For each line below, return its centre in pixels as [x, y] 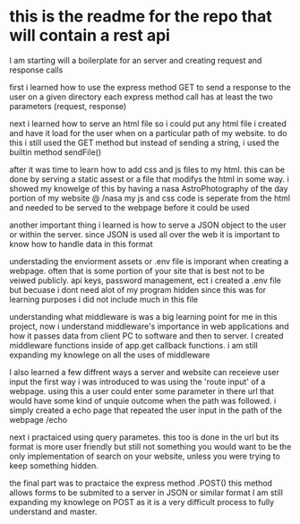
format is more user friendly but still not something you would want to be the [150, 446]
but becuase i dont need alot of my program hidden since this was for [138, 289]
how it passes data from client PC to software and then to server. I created [146, 335]
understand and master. [53, 511]
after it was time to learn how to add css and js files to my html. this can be [147, 169]
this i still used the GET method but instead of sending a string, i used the [145, 142]
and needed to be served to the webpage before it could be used [129, 207]
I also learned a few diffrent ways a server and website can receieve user [144, 372]
